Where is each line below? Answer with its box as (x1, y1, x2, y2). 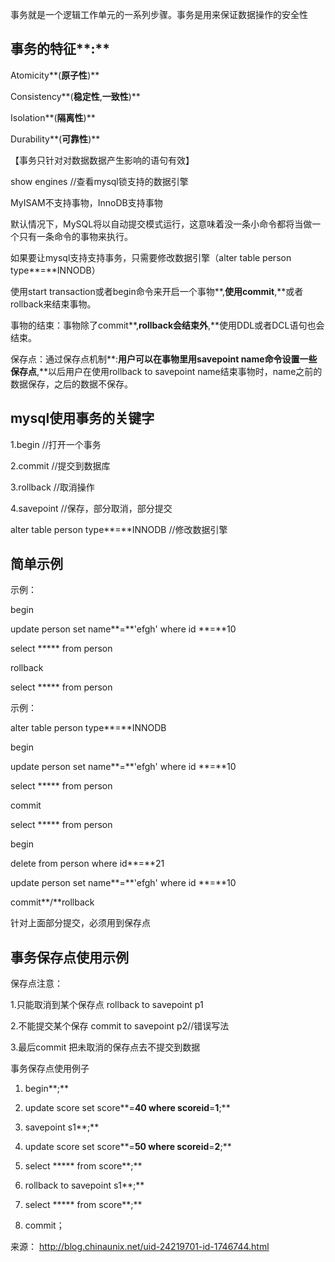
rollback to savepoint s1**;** (24, 1179, 145, 1192)
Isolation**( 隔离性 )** (10, 111, 96, 123)
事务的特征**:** (10, 41, 110, 58)
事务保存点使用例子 (10, 1063, 90, 1075)
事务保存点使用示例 (10, 949, 129, 966)
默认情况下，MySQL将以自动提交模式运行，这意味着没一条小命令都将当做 (10, 218, 313, 230)
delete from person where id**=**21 (10, 858, 165, 870)
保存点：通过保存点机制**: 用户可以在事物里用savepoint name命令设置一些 (10, 353, 318, 365)
